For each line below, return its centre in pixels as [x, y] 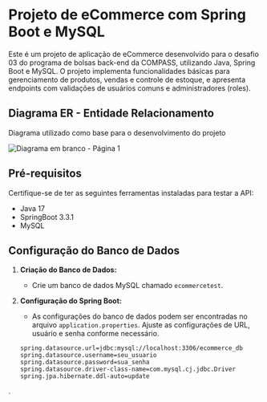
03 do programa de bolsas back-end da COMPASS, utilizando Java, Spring [132, 63]
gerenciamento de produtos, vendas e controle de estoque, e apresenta [127, 79]
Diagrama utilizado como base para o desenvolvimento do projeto [117, 132]
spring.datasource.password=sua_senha [85, 363]
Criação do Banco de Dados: [68, 270]
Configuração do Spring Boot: [71, 301]
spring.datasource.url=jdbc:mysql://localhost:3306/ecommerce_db [131, 348]
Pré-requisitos [45, 174]
